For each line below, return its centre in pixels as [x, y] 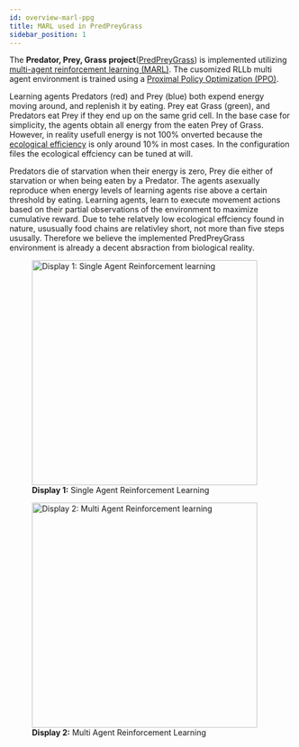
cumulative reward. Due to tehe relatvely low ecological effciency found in [147, 219]
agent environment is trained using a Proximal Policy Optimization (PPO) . [144, 79]
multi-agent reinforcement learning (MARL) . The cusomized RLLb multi [141, 69]
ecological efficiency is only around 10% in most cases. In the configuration [149, 144]
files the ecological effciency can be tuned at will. [101, 154]
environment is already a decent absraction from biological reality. [132, 247]
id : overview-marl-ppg [52, 18]
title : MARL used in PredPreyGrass [76, 26]
